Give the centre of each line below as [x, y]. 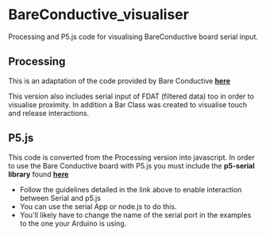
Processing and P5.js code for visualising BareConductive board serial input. [133, 37]
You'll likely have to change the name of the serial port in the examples [135, 215]
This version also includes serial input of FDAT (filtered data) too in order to [131, 96]
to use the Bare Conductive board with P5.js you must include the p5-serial [132, 165]
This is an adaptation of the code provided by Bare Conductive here [119, 80]
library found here [39, 174]
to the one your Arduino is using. [73, 223]
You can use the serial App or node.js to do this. [98, 206]
